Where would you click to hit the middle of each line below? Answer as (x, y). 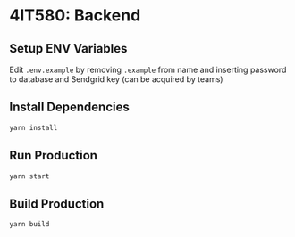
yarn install (34, 127)
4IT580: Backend (75, 16)
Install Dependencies (69, 107)
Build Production (57, 204)
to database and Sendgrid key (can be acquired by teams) (116, 79)
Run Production (54, 155)
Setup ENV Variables (68, 49)
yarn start (29, 176)
